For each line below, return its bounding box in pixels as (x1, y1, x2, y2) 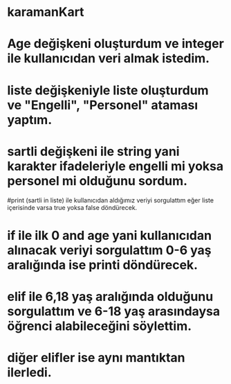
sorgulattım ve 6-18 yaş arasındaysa (7, 303, 220, 319)
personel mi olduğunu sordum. (7, 173, 188, 189)
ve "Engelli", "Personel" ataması (7, 97, 198, 113)
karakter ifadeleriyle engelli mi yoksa (7, 158, 224, 174)
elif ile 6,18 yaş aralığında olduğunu (7, 288, 214, 304)
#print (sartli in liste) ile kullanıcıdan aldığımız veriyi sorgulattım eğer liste (7, 195, 214, 204)
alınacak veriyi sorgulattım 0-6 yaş (7, 242, 212, 258)
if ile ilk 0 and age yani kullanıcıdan (7, 227, 212, 243)
